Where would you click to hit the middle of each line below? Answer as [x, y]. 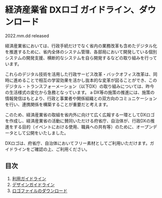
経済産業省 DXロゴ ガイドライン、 [72, 10]
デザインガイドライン [33, 184]
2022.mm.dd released [27, 36]
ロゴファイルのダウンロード [40, 190]
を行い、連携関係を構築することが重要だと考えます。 [58, 104]
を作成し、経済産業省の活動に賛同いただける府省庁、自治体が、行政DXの [78, 121]
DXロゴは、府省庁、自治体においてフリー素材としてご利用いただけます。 [77, 143]
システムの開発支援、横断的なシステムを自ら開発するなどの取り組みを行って [81, 58]
